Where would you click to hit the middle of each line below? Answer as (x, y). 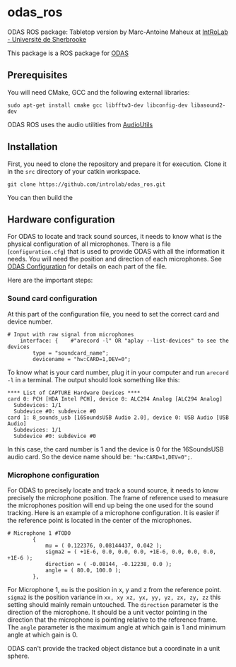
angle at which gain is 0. (43, 634)
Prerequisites (37, 75)
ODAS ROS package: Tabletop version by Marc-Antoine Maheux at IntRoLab (118, 32)
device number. (30, 321)
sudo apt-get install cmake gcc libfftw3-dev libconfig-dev (98, 105)
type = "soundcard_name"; (71, 353)
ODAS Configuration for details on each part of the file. (87, 266)
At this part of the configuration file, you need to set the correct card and (113, 314)
